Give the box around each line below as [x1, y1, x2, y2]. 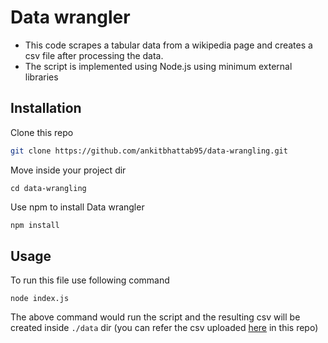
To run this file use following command [10, 274, 170, 286]
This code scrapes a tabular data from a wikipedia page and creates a [24, 39, 313, 51]
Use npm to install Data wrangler [10, 201, 145, 213]
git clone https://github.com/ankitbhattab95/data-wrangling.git [10, 146, 288, 156]
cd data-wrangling [10, 183, 87, 193]
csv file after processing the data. [24, 49, 164, 61]
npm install [10, 220, 60, 230]
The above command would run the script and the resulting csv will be [10, 311, 301, 323]
